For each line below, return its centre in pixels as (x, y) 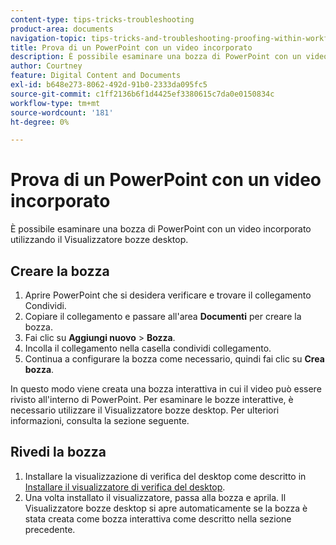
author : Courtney (46, 66)
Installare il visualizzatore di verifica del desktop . (125, 487)
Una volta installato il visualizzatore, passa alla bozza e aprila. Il (155, 497)
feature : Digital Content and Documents (96, 76)
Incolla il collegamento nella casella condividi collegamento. (148, 348)
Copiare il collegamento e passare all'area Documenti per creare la (163, 316)
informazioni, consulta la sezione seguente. (100, 420)
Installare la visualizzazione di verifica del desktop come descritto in (165, 476)
